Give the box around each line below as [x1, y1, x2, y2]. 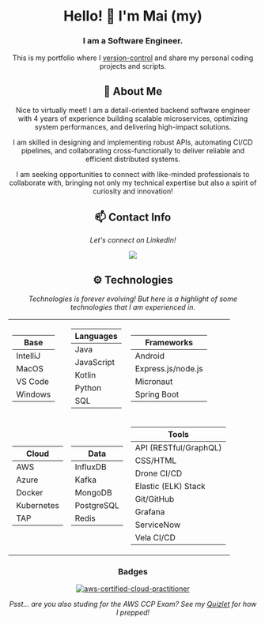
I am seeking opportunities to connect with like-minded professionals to [16, 170, 250, 179]
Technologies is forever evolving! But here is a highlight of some [28, 294, 238, 303]
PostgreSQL [74, 499, 120, 510]
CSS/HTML [134, 454, 177, 465]
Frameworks [145, 337, 194, 348]
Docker [16, 487, 44, 498]
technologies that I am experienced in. [70, 302, 196, 311]
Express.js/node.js [134, 363, 203, 374]
